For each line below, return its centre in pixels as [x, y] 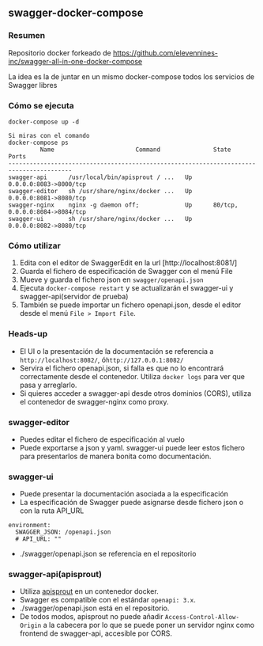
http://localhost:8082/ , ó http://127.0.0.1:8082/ [101, 359]
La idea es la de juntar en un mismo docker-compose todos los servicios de [131, 76]
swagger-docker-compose [76, 13]
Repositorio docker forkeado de [60, 53]
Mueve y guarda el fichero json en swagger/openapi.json [111, 279]
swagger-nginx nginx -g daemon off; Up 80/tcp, [123, 205]
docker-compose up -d [44, 122]
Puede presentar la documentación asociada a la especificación [124, 494]
